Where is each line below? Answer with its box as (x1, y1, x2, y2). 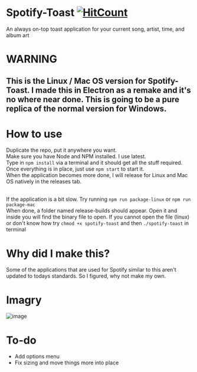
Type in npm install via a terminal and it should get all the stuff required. (6, 159, 183, 167)
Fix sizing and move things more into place (14, 359, 119, 366)
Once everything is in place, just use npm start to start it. (6, 165, 145, 172)
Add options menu (14, 353, 60, 360)
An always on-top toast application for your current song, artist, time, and (6, 25, 185, 32)
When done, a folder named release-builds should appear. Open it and (6, 207, 178, 214)
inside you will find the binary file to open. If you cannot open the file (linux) (6, 213, 190, 221)
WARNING (6, 53, 57, 66)
